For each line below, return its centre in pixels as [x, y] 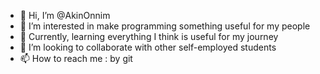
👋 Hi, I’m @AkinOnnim [65, 15]
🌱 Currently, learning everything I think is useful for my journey [149, 36]
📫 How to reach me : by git [76, 58]
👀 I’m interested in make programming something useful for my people [165, 26]
